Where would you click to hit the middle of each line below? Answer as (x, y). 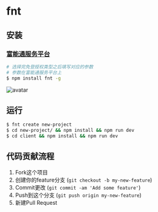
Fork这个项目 (32, 172)
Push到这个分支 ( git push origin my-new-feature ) (78, 195)
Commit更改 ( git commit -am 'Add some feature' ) (78, 187)
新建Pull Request (36, 202)
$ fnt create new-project (39, 125)
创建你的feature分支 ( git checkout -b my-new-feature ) (84, 180)
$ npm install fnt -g (34, 78)
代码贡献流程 (30, 156)
